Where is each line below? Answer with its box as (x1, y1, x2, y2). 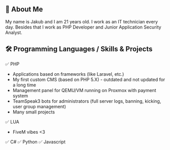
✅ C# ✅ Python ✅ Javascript (5, 138, 66, 145)
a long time (12, 82, 37, 88)
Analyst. (5, 29, 23, 36)
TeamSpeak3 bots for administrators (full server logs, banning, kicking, (12, 98, 161, 104)
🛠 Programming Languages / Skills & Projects (5, 45, 153, 53)
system (12, 93, 28, 99)
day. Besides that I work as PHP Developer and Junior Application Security (5, 24, 161, 30)
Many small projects (12, 109, 55, 115)
